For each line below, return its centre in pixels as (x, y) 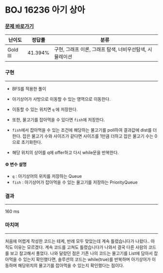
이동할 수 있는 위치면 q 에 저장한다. (45, 109)
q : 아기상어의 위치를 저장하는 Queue (47, 176)
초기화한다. (32, 142)
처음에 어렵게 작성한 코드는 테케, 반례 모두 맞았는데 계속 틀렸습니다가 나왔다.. (77, 241)
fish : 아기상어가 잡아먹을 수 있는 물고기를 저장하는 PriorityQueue (75, 182)
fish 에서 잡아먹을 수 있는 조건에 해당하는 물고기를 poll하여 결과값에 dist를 (82, 130)
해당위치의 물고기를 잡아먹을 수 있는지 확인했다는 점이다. (71, 265)
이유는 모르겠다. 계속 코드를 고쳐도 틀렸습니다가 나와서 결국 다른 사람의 (81, 247)
